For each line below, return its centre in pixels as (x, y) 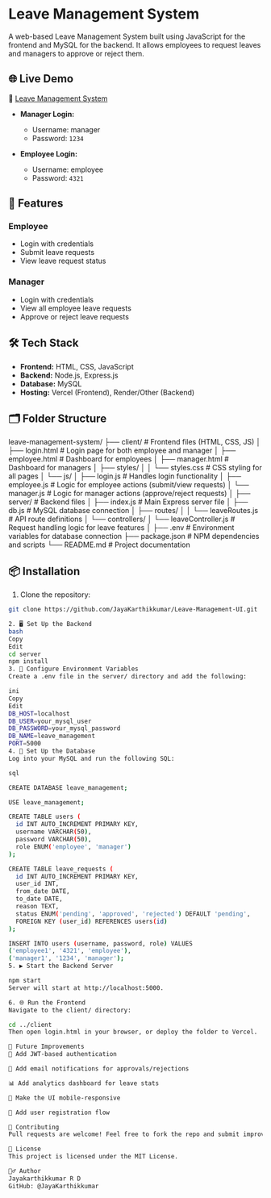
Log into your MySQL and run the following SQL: (92, 758)
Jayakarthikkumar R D (45, 1179)
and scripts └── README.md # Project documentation (100, 545)
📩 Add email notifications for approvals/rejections (99, 1069)
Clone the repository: (55, 595)
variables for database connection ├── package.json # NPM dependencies (134, 536)
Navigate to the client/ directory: (70, 1010)
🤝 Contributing (34, 1127)
